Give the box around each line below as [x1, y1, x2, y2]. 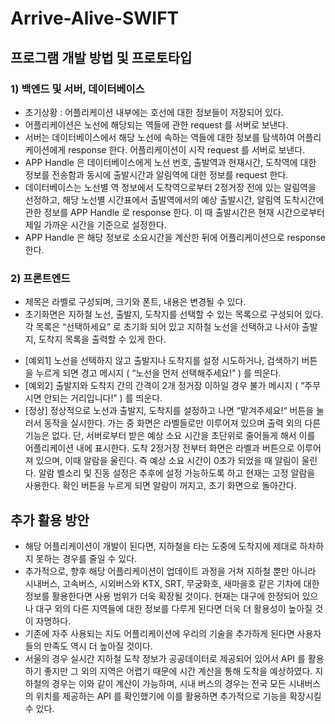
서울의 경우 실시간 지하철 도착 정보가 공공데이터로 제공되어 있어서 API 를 [24, 652, 306, 664]
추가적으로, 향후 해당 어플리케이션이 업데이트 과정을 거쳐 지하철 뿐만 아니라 [24, 565, 317, 577]
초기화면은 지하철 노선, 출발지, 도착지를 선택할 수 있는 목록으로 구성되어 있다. [24, 308, 324, 321]
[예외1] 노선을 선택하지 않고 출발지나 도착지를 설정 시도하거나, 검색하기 [24, 355, 300, 367]
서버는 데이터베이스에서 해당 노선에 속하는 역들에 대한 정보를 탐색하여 [24, 131, 295, 143]
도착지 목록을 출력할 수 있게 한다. [38, 333, 167, 346]
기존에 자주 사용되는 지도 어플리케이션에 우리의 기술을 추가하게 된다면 [24, 627, 295, 639]
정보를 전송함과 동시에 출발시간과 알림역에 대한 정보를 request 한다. [24, 168, 289, 181]
